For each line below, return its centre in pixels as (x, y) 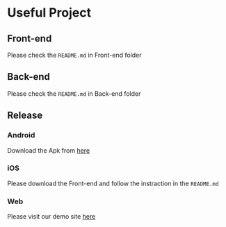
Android (21, 135)
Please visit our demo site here (51, 217)
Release (25, 116)
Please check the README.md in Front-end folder (74, 55)
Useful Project (49, 13)
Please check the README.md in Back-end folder (74, 93)
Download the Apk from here (49, 150)
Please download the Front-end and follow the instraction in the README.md (113, 183)
